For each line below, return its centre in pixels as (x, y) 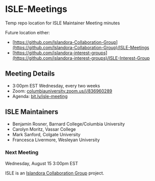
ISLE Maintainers (32, 112)
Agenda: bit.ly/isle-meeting (40, 96)
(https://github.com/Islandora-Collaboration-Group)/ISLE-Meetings (81, 47)
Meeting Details (30, 74)
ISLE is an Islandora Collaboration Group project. (55, 173)
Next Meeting (22, 153)
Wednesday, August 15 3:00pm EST (42, 163)
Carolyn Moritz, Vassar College (44, 129)
